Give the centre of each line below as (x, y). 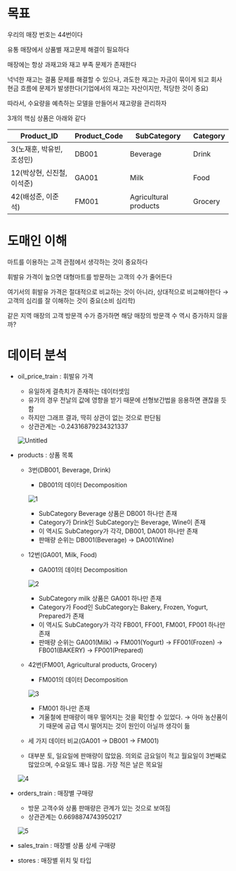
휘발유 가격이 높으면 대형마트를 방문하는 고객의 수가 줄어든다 (90, 276)
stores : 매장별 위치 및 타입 (54, 860)
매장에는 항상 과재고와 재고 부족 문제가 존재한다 (72, 64)
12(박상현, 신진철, (39, 172)
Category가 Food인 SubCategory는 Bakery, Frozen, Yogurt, (123, 607)
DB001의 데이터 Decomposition (83, 485)
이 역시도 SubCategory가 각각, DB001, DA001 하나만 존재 (118, 530)
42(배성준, (27, 196)
